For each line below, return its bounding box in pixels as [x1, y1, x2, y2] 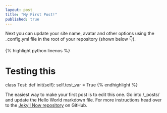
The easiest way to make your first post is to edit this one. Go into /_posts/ [5, 91, 160, 98]
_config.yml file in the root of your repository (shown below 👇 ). [5, 36, 136, 42]
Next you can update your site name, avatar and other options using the [5, 31, 155, 37]
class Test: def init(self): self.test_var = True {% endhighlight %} [5, 82, 138, 88]
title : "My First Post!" [5, 12, 58, 17]
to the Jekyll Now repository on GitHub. [5, 102, 87, 108]
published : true [5, 17, 39, 22]
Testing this [5, 65, 56, 77]
